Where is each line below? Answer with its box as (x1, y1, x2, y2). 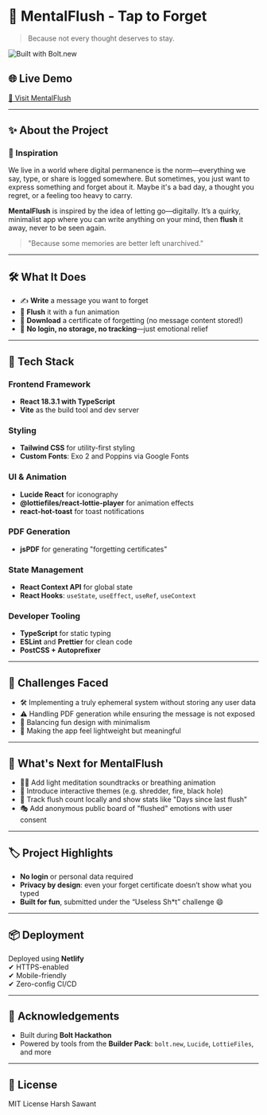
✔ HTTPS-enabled (8, 962, 69, 972)
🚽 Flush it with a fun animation (19, 307, 120, 317)
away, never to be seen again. (8, 223, 106, 233)
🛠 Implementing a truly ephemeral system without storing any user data (19, 698, 257, 708)
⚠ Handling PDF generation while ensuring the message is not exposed (19, 709, 256, 719)
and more (19, 1047, 52, 1057)
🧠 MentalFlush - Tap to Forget (8, 7, 207, 25)
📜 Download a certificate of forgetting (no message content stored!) (19, 316, 244, 326)
